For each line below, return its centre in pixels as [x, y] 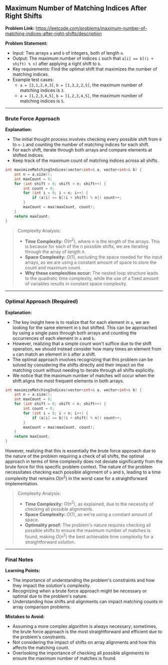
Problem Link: [20, 28]
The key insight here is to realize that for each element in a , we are [81, 322]
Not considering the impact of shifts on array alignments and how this [84, 642]
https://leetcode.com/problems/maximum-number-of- [91, 28]
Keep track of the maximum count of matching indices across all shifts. [85, 160]
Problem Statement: [26, 43]
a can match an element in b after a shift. [54, 354]
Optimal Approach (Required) [42, 301]
